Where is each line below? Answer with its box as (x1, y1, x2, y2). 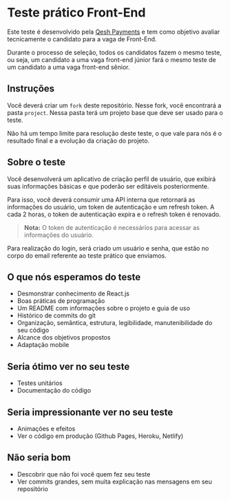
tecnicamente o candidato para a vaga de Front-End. (7, 34, 157, 43)
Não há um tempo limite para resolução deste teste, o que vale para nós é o (7, 129, 222, 137)
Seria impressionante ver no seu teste (7, 406, 174, 418)
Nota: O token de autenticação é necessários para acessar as (23, 223, 200, 231)
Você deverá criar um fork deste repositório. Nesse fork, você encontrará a (7, 101, 222, 110)
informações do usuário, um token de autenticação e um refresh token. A (7, 202, 215, 211)
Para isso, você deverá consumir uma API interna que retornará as (7, 195, 196, 204)
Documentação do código (17, 386, 92, 395)
